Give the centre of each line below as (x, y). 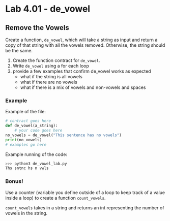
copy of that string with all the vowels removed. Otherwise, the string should (85, 45)
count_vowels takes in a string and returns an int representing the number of (85, 208)
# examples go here (26, 145)
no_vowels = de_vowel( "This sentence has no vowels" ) (64, 135)
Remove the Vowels (37, 28)
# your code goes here (38, 131)
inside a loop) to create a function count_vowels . (55, 198)
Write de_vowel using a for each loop (51, 66)
